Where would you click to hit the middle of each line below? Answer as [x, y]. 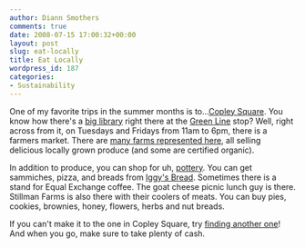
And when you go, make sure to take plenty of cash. [107, 233]
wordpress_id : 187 [44, 69]
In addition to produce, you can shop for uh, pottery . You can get [131, 167]
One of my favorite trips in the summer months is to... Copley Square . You [147, 111]
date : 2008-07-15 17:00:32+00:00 [73, 35]
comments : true [38, 26]
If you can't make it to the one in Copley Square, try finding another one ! [145, 223]
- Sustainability [42, 85]
